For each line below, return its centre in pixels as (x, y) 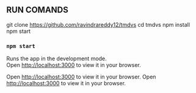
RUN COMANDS (38, 10)
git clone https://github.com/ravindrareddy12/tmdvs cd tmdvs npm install (98, 24)
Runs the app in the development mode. (56, 59)
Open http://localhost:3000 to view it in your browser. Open (81, 77)
